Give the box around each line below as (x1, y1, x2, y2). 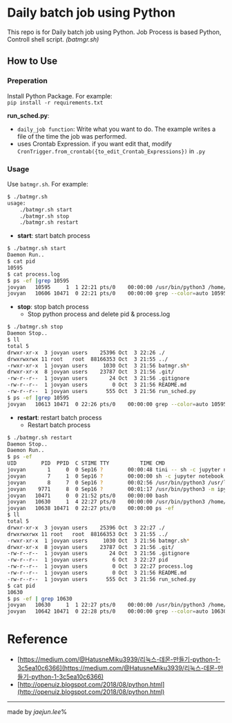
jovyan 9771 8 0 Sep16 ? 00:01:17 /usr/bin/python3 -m (7, 485, 215, 493)
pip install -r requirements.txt (7, 99, 104, 106)
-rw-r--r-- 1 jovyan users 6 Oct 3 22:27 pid (7, 557, 168, 564)
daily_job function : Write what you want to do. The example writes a (17, 125, 216, 133)
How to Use (7, 55, 58, 67)
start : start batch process (17, 232, 91, 240)
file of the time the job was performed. (17, 132, 127, 140)
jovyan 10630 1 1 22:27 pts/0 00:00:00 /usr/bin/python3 (7, 602, 206, 609)
